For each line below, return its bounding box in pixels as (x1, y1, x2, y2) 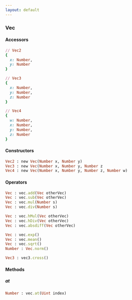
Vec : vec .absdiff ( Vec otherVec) (5, 223, 76, 228)
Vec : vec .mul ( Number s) (5, 200, 58, 205)
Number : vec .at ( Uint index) (5, 290, 67, 296)
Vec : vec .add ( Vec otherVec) (5, 190, 67, 195)
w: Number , (10, 118, 33, 123)
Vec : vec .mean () (5, 237, 42, 242)
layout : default (5, 7, 39, 13)
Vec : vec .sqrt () (5, 241, 42, 247)
